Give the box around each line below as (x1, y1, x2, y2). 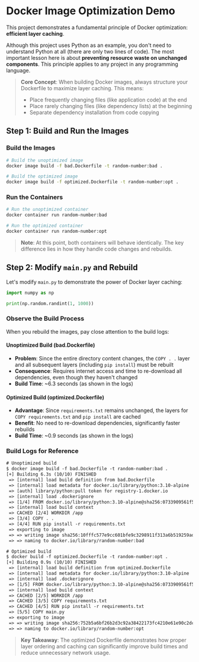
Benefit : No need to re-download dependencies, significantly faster (14, 420, 181, 427)
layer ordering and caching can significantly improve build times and (20, 642, 188, 650)
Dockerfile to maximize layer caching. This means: (20, 84, 144, 91)
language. (6, 66, 31, 74)
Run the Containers (6, 193, 63, 201)
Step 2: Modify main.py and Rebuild (6, 262, 138, 273)
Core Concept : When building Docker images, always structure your (20, 78, 188, 85)
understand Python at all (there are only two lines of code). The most (6, 47, 175, 55)
